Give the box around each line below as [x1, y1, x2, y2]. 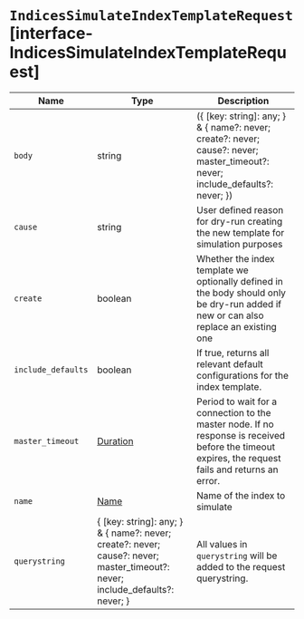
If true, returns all [195, 346, 270, 359]
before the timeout [195, 440, 276, 453]
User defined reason [195, 203, 284, 216]
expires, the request [195, 451, 281, 464]
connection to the [195, 406, 271, 419]
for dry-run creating [195, 215, 283, 227]
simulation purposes [195, 237, 283, 250]
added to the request [195, 560, 286, 573]
